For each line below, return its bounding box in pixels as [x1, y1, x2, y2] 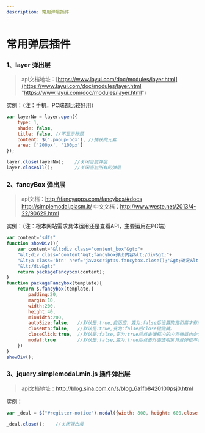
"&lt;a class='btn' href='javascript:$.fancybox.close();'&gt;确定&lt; [17, 257, 201, 264]
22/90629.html [21, 210, 59, 217]
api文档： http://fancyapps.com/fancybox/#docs [21, 195, 142, 202]
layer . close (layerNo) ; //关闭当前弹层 [6, 159, 108, 165]
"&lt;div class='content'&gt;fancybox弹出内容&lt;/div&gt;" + [17, 251, 173, 257]
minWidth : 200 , [28, 314, 64, 320]
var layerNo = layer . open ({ [6, 114, 78, 120]
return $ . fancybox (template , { [17, 286, 95, 292]
